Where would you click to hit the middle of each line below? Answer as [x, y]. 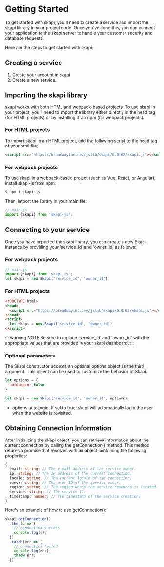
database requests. [24, 38]
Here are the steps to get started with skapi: [49, 47]
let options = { [21, 380]
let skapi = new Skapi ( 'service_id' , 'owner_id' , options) [66, 398]
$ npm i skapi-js [23, 192]
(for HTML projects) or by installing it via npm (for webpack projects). [75, 117]
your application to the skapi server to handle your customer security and [79, 33]
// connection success [37, 528]
